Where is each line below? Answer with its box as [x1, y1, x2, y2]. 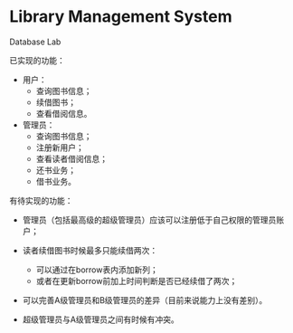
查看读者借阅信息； [35, 153, 109, 164]
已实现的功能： [9, 54, 65, 65]
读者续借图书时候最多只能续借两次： [22, 244, 158, 255]
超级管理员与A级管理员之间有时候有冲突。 [22, 314, 179, 325]
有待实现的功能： [9, 195, 73, 205]
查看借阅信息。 [35, 108, 92, 119]
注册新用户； [35, 142, 84, 153]
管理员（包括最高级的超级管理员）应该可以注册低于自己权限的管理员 [22, 214, 277, 225]
